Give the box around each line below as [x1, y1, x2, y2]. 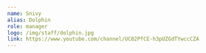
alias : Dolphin [7, 17, 51, 23]
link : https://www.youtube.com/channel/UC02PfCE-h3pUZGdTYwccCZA [7, 36, 199, 43]
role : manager [7, 23, 48, 30]
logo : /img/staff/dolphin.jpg [7, 29, 95, 36]
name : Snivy [7, 10, 41, 17]
